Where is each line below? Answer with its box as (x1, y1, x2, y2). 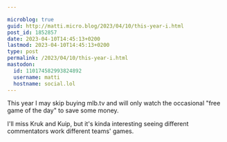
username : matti (13, 74, 60, 81)
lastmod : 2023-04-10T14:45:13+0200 (7, 42, 110, 49)
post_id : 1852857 (7, 29, 57, 36)
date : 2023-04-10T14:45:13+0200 (7, 35, 100, 42)
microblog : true (7, 16, 54, 23)
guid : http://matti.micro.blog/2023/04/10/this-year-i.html (7, 22, 185, 30)
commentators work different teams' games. (7, 127, 134, 135)
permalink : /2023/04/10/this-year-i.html (7, 54, 129, 62)
